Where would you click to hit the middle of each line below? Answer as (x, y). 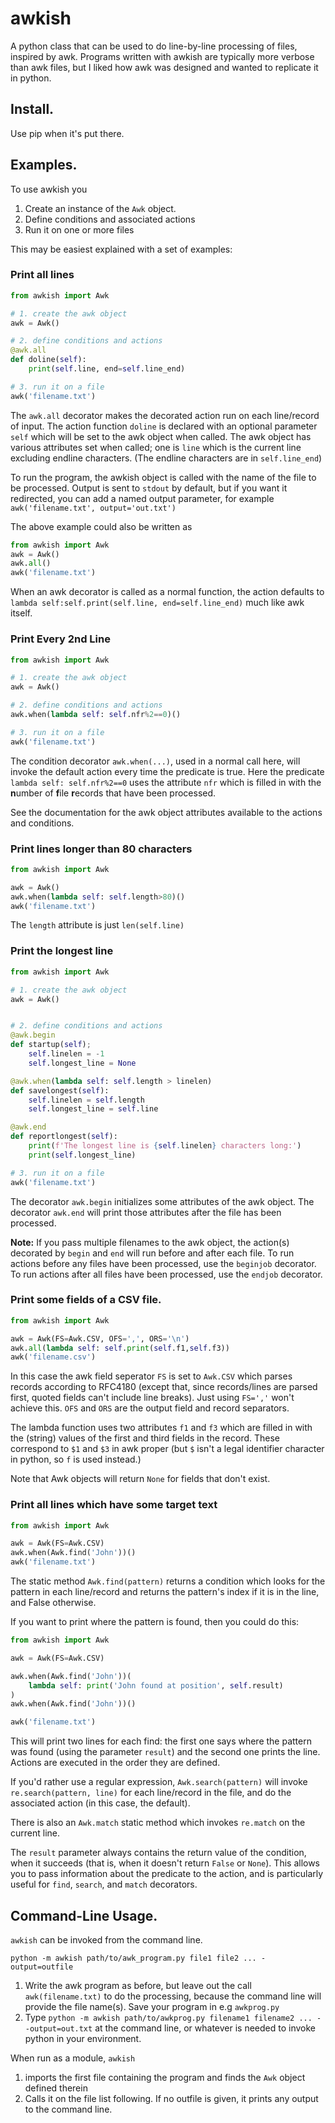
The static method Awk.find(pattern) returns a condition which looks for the (168, 1581)
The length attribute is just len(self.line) (97, 925)
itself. (21, 613)
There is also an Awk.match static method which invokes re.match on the (158, 1823)
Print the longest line (62, 951)
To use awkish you (49, 189)
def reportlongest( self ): (64, 1137)
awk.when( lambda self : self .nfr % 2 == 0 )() (96, 715)
